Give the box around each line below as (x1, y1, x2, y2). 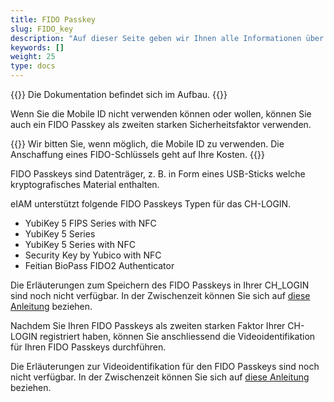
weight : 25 (10, 52, 56, 62)
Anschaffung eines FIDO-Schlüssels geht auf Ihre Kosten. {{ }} (10, 149, 265, 160)
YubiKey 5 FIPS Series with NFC (24, 217, 157, 229)
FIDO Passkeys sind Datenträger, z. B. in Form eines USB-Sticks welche (10, 168, 306, 180)
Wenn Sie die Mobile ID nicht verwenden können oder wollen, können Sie (10, 108, 312, 120)
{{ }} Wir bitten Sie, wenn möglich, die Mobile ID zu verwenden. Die (10, 138, 285, 150)
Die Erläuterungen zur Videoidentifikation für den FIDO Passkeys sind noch (10, 361, 320, 372)
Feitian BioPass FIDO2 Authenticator (24, 260, 175, 271)
